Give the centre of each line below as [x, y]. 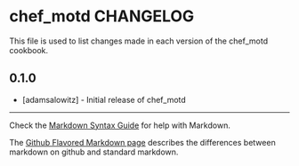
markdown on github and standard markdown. [94, 152]
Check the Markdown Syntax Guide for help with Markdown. [120, 125]
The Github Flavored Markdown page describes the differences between [142, 142]
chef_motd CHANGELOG [102, 16]
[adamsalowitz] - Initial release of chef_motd [104, 99]
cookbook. [29, 50]
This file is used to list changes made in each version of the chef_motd [139, 41]
